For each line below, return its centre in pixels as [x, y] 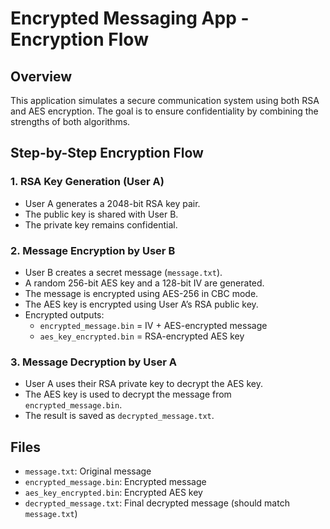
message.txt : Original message [88, 471]
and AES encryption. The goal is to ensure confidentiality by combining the [164, 111]
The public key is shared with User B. [101, 214]
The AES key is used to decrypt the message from [128, 394]
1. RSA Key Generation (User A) [87, 182]
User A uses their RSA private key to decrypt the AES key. [144, 384]
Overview [41, 76]
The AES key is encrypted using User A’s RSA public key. [141, 304]
